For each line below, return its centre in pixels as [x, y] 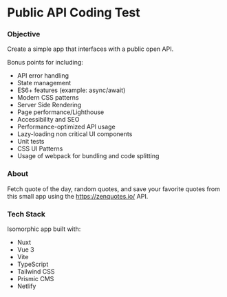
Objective [24, 34]
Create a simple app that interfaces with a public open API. [90, 49]
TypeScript [33, 264]
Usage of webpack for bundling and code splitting [88, 156]
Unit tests [31, 142]
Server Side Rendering [49, 105]
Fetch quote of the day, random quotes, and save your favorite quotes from [113, 189]
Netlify [26, 286]
